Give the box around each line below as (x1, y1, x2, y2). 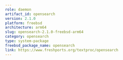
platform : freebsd (5, 20, 42, 26)
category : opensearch (5, 34, 49, 39)
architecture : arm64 (5, 25, 47, 30)
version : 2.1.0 (5, 16, 36, 21)
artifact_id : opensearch (5, 12, 55, 16)
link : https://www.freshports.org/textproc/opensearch (5, 47, 119, 52)
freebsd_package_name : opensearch (5, 43, 75, 48)
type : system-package (5, 39, 49, 44)
